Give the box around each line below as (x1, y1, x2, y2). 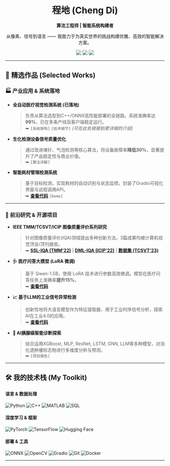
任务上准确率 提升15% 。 (29, 277, 79, 283)
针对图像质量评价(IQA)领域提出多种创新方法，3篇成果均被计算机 (25, 235, 159, 241)
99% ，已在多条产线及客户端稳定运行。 (25, 119, 107, 125)
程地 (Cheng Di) (52, 5, 118, 16)
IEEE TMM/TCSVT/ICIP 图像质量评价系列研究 (12, 224, 107, 230)
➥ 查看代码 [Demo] (25, 192, 63, 198)
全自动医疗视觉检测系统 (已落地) (12, 102, 79, 108)
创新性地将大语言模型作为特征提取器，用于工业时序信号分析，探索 (25, 306, 163, 312)
